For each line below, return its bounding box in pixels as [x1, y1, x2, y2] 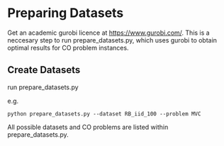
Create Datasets [7, 64, 81, 76]
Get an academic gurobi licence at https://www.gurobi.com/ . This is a [7, 28, 211, 37]
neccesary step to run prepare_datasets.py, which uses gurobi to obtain [7, 35, 218, 44]
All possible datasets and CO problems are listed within [7, 123, 169, 131]
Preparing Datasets [7, 5, 124, 21]
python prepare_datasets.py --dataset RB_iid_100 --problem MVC [7, 110, 201, 118]
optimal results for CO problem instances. [7, 43, 129, 52]
